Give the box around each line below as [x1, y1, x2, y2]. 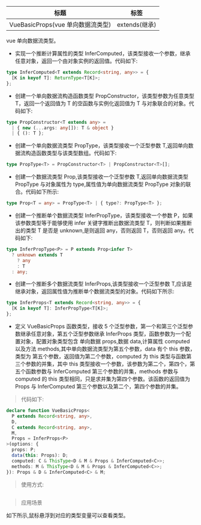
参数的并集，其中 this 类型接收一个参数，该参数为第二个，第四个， [25, 360, 190, 367]
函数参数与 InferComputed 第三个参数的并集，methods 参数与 [25, 368, 179, 375]
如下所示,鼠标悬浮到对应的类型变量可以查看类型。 [6, 511, 129, 519]
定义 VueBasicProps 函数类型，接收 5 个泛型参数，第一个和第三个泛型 [14, 323, 188, 330]
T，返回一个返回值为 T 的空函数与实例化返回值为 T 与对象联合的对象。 [14, 99, 189, 107]
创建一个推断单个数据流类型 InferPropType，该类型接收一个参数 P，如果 [14, 212, 193, 219]
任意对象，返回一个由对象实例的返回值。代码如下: [14, 57, 138, 64]
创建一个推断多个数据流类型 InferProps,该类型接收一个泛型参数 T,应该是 [14, 280, 193, 287]
